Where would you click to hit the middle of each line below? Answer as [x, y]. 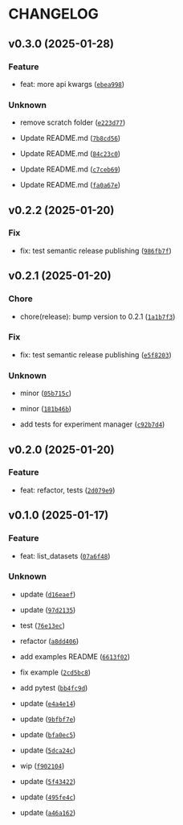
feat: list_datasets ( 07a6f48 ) [65, 555]
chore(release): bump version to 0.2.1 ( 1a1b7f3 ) [98, 316]
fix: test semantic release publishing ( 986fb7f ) [96, 250]
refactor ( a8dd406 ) [49, 641]
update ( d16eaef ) [48, 594]
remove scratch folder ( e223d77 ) [73, 122]
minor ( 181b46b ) [46, 409]
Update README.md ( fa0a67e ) [70, 185]
